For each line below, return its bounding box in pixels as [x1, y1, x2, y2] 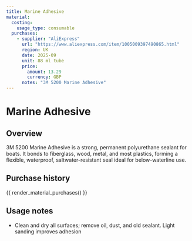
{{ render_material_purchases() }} [6, 189, 87, 196]
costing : [11, 19, 33, 25]
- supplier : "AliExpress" [16, 36, 80, 42]
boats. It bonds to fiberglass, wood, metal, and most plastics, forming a [6, 150, 178, 157]
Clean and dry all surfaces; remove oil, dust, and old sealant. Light [14, 222, 175, 229]
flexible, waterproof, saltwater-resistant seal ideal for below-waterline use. [6, 156, 187, 163]
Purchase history [6, 173, 70, 183]
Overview [6, 128, 43, 138]
